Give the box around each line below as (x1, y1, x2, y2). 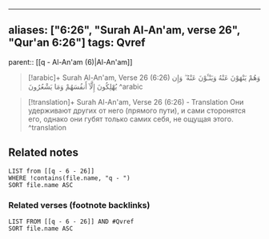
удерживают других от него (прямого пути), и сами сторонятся (27, 106, 247, 115)
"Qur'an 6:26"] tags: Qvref (8, 36, 146, 50)
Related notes (8, 145, 78, 160)
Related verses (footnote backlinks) (8, 199, 151, 210)
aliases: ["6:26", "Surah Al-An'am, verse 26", (8, 23, 240, 37)
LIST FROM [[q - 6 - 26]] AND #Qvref (8, 217, 134, 225)
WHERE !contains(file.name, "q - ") (8, 173, 130, 182)
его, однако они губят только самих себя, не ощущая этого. (27, 114, 234, 124)
